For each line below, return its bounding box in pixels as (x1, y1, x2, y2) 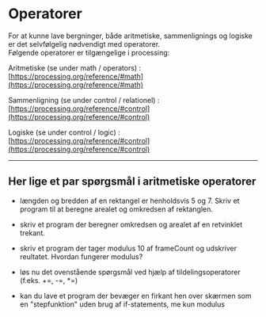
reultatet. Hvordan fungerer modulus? (19, 251, 143, 262)
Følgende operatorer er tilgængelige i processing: (8, 48, 170, 57)
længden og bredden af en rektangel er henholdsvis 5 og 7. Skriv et (19, 196, 240, 205)
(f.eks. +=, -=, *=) (19, 275, 78, 285)
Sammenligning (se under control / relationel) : (8, 95, 160, 105)
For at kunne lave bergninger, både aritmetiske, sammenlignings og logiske (8, 31, 253, 40)
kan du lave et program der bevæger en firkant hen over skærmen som (19, 291, 252, 300)
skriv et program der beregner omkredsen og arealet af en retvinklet (19, 220, 243, 229)
